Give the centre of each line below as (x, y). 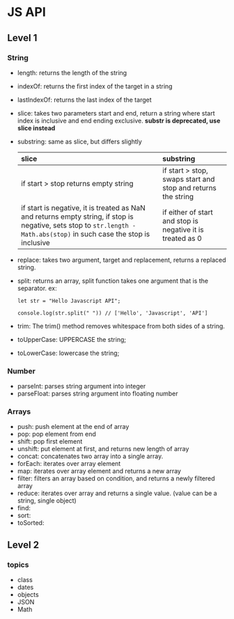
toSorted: (31, 523)
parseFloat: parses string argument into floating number (98, 393)
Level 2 (23, 545)
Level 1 (22, 38)
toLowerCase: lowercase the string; (68, 353)
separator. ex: (37, 288)
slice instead (36, 128)
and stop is (180, 221)
